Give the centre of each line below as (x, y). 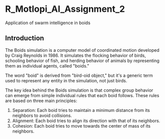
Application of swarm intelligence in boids (48, 23)
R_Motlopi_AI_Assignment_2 (65, 9)
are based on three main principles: (41, 101)
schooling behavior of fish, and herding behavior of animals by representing (82, 61)
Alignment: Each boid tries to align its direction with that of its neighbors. (86, 121)
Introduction (25, 38)
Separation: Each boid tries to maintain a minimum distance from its (81, 110)
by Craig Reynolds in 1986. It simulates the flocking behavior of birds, (76, 55)
